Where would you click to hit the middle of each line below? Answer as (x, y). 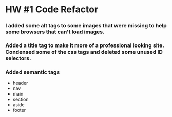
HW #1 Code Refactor (52, 9)
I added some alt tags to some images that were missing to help (86, 26)
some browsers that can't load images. (55, 32)
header (20, 83)
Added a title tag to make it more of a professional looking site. (85, 45)
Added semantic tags (33, 72)
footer (19, 110)
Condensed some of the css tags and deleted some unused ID (84, 52)
